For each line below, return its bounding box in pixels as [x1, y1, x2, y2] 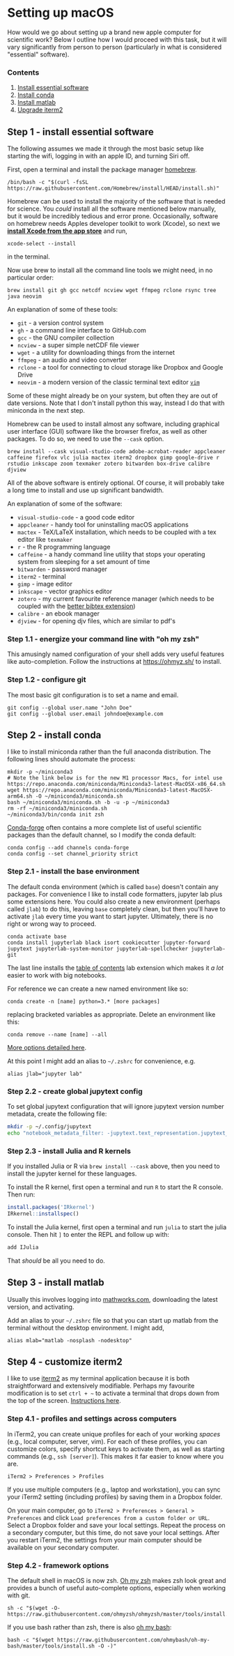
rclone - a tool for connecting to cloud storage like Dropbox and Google [17, 363, 224, 372]
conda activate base [7, 933, 68, 940]
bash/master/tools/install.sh [7, 1642, 95, 1650]
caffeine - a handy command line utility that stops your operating [17, 550, 205, 559]
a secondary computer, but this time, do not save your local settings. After [7, 1528, 220, 1537]
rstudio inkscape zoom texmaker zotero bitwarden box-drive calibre [7, 460, 210, 468]
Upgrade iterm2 [17, 106, 63, 114]
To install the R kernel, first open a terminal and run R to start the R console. [7, 1183, 224, 1192]
